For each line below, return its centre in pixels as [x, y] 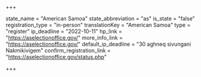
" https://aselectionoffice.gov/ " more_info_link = [64, 38]
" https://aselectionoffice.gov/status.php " [56, 57]
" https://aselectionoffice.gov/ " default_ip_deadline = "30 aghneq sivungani [98, 44]
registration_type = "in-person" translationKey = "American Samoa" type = [98, 25]
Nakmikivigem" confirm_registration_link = [58, 51]
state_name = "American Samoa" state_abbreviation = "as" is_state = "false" [100, 18]
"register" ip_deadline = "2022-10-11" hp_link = [64, 31]
